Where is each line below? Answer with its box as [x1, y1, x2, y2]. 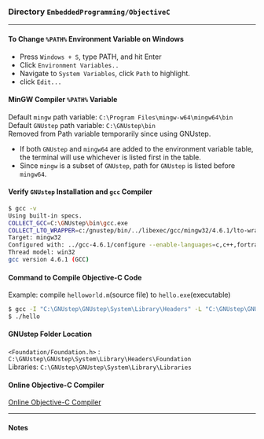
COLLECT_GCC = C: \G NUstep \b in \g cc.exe [8, 219, 128, 227]
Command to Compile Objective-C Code [8, 273, 142, 282]
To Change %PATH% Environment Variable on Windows [8, 34, 185, 43]
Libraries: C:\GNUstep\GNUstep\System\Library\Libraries [8, 362, 192, 371]
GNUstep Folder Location [8, 329, 93, 339]
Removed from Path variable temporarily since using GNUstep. [8, 129, 211, 138]
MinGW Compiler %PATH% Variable [8, 95, 118, 104]
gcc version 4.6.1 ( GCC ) [8, 256, 90, 264]
